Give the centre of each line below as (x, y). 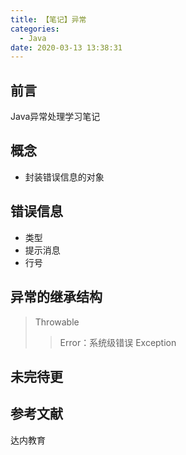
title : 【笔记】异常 (48, 19)
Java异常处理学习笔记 (55, 117)
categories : (35, 29)
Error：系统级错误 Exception (118, 342)
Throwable (57, 322)
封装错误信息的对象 (64, 177)
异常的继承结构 (56, 297)
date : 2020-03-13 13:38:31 (66, 47)
